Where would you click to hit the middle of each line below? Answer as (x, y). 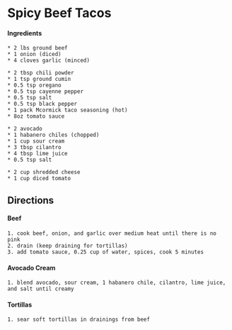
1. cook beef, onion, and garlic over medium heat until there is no (112, 233)
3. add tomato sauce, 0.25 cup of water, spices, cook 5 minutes (105, 252)
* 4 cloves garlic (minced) (49, 61)
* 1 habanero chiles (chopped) (53, 135)
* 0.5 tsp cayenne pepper (45, 92)
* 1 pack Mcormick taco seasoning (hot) (68, 110)
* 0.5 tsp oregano (34, 86)
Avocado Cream (31, 268)
